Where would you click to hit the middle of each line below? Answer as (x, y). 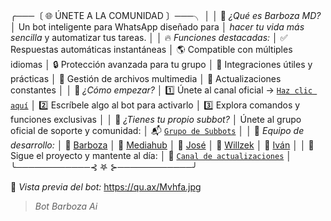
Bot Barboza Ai (66, 206)
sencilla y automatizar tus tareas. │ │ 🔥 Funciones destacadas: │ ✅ (149, 37)
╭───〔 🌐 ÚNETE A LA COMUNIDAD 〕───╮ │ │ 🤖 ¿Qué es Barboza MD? (166, 15)
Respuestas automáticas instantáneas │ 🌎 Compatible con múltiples (151, 49)
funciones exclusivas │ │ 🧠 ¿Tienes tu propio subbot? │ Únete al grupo (156, 119)
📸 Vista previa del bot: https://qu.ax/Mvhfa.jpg (106, 187)
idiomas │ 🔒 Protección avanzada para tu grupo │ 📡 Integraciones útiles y (161, 64)
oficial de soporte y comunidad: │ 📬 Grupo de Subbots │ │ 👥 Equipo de (157, 130)
